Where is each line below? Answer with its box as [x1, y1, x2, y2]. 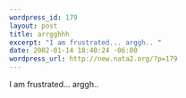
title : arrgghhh [9, 29, 70, 38]
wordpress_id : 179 [9, 12, 78, 22]
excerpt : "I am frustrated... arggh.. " [9, 37, 163, 47]
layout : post [9, 21, 58, 30]
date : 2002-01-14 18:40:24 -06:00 [9, 46, 139, 55]
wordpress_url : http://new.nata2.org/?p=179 [9, 54, 178, 63]
